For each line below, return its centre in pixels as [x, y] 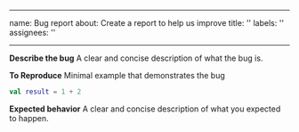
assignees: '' [32, 33]
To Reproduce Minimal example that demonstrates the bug [117, 75]
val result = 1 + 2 [45, 92]
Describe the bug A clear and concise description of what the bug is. [136, 58]
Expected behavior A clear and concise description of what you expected [145, 109]
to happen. [29, 118]
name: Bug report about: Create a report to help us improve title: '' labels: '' [147, 23]
